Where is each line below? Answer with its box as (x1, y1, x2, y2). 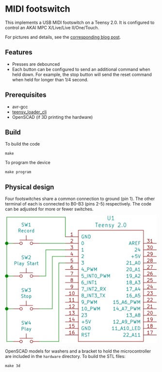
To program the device (5, 160, 51, 166)
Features (5, 48, 32, 56)
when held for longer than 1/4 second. (12, 76, 89, 82)
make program (5, 169, 32, 175)
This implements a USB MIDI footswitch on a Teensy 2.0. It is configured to (5, 19, 155, 25)
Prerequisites (5, 91, 47, 99)
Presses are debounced (12, 61, 60, 67)
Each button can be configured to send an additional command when (12, 66, 150, 72)
